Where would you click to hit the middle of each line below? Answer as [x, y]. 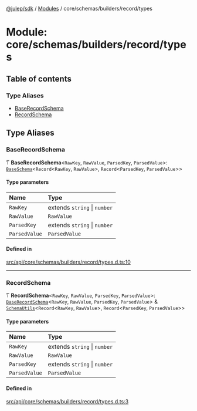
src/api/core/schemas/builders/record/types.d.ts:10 [68, 262]
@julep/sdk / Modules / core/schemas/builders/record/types [79, 9]
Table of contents [39, 79]
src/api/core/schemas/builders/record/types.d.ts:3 [67, 401]
